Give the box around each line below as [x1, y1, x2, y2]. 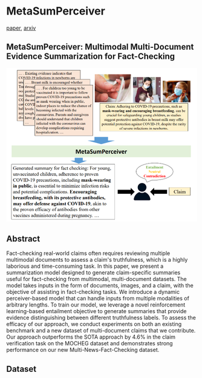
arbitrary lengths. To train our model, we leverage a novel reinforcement [6, 301, 186, 308]
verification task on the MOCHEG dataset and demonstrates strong [6, 340, 174, 347]
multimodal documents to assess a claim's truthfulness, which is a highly [6, 256, 188, 264]
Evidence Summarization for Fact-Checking [6, 51, 175, 62]
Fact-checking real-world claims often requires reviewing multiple [6, 250, 171, 257]
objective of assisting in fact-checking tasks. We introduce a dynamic [6, 288, 180, 296]
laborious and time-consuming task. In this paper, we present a [6, 262, 164, 270]
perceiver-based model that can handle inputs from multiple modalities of [6, 295, 189, 302]
